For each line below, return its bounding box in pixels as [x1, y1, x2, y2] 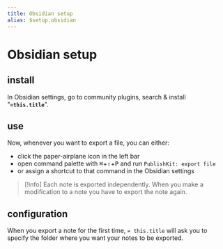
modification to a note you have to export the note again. [24, 188, 187, 196]
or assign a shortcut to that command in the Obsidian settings [17, 167, 195, 175]
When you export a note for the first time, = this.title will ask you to [7, 227, 208, 235]
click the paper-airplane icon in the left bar [17, 152, 140, 161]
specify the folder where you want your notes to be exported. [7, 234, 183, 242]
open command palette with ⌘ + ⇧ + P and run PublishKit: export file [17, 159, 216, 168]
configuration [7, 208, 68, 220]
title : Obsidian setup [7, 10, 73, 17]
